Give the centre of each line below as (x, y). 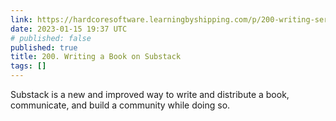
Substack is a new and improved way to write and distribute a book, (150, 94)
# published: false (51, 38)
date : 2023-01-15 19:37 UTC (69, 29)
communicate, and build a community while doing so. (120, 105)
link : (21, 19)
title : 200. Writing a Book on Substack (96, 57)
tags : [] (28, 66)
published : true (44, 47)
